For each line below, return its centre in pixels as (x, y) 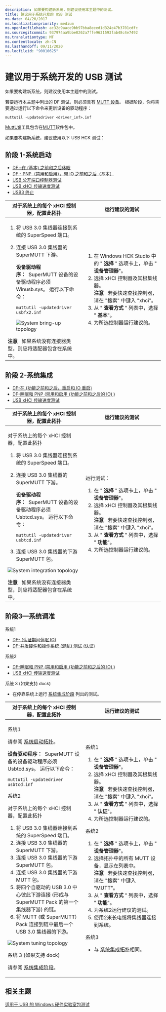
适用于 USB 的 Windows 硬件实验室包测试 (47, 1004)
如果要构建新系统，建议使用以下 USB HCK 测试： (55, 138)
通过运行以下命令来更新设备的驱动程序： (50, 108)
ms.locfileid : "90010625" (32, 51)
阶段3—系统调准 (30, 616)
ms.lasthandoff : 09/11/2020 (34, 46)
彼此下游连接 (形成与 (45, 895)
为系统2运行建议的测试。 (123, 910)
